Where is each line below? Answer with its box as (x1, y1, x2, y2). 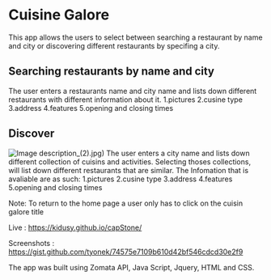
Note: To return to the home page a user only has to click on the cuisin (8, 198, 243, 208)
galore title (8, 206, 44, 216)
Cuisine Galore (8, 6, 110, 24)
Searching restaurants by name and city (8, 65, 215, 78)
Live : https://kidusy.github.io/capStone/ (8, 223, 142, 232)
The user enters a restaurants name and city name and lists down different (8, 86, 257, 95)
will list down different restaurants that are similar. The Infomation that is (8, 165, 249, 175)
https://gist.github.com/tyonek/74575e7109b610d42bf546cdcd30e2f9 (8, 247, 243, 257)
